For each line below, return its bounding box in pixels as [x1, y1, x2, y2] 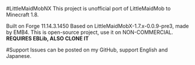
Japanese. [6, 53, 32, 59]
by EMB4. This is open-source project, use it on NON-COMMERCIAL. [6, 29, 173, 36]
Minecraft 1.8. [6, 11, 39, 18]
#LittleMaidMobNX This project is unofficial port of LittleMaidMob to [6, 5, 171, 12]
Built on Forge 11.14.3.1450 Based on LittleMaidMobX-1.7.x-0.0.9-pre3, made [6, 23, 189, 29]
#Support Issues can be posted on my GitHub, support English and [6, 46, 169, 53]
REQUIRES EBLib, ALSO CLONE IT [6, 35, 89, 42]
